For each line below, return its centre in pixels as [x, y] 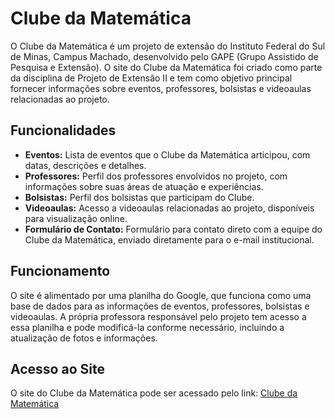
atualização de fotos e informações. [84, 338]
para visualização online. [76, 218]
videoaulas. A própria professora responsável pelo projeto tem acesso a [158, 316]
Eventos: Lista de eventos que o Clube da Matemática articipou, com [167, 154]
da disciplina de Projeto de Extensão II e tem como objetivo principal [151, 78]
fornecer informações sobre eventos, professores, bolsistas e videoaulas [161, 88]
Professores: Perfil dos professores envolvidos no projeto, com [156, 176]
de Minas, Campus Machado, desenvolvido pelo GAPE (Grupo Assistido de [164, 56]
